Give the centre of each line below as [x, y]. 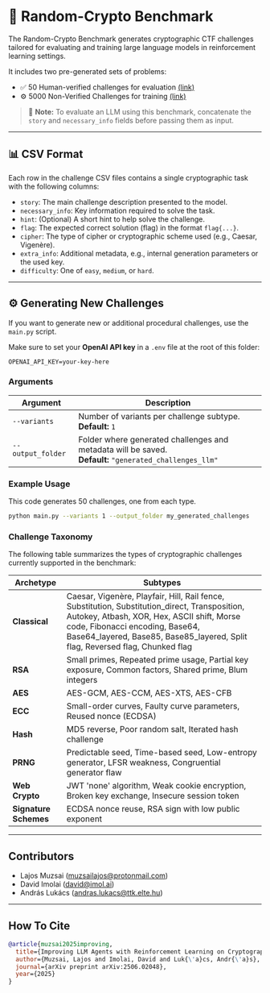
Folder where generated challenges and [153, 439]
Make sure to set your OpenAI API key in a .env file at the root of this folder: [134, 347]
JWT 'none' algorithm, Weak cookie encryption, [156, 786]
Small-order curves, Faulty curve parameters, [153, 706]
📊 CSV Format [46, 154]
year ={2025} [36, 974]
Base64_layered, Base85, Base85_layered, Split [157, 637]
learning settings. [37, 56]
